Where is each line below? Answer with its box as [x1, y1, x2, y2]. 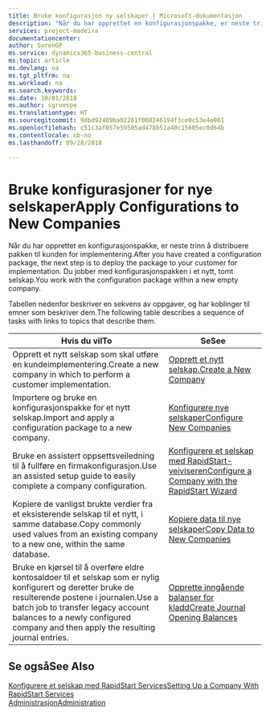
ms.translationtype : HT [8, 109, 88, 117]
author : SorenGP [8, 42, 63, 50]
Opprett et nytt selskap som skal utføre [12, 349, 159, 360]
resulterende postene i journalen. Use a [12, 592, 159, 603]
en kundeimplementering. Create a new [12, 359, 159, 370]
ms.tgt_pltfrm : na [8, 71, 70, 80]
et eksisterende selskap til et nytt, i [12, 509, 143, 520]
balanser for [168, 592, 215, 603]
